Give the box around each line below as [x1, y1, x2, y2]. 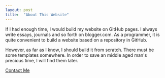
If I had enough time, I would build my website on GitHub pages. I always [5, 26, 157, 32]
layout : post [5, 7, 33, 13]
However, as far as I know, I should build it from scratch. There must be [5, 47, 154, 53]
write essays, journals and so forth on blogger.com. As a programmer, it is [5, 31, 160, 37]
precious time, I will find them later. [5, 57, 79, 63]
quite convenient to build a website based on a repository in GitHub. [5, 36, 148, 43]
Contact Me [5, 67, 30, 73]
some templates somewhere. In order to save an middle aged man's [5, 52, 147, 58]
